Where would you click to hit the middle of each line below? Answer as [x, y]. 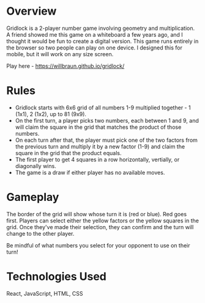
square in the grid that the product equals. [68, 153]
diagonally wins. [35, 166]
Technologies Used [57, 277]
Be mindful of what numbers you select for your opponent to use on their [98, 245]
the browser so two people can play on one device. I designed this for [94, 48]
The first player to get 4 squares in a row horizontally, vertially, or [97, 159]
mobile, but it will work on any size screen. [60, 54]
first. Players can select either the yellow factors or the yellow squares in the [102, 221]
